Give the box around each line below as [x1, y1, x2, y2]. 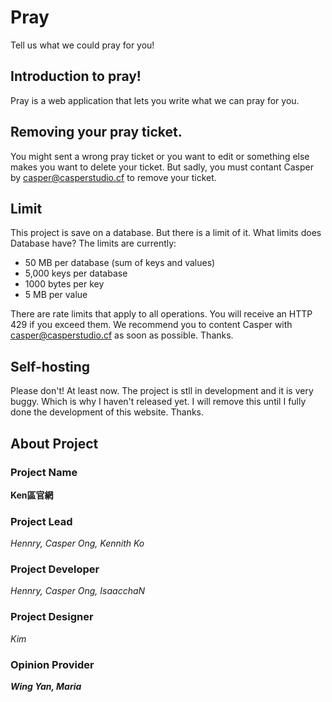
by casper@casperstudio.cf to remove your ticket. [10, 171, 217, 183]
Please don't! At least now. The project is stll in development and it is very [10, 385, 314, 397]
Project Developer [10, 562, 100, 576]
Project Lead [10, 514, 73, 528]
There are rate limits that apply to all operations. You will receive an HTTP [10, 308, 313, 320]
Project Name [10, 465, 78, 479]
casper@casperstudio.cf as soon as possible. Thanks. [10, 329, 234, 341]
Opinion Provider [10, 657, 95, 671]
